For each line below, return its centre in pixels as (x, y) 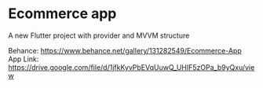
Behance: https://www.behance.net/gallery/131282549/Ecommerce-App (125, 50)
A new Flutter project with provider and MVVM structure (99, 35)
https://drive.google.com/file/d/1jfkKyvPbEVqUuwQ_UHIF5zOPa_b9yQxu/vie (131, 67)
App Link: (24, 59)
